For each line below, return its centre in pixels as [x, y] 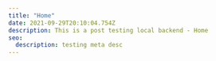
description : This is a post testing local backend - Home [108, 30]
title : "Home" [32, 15]
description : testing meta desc [69, 45]
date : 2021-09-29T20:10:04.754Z [62, 23]
